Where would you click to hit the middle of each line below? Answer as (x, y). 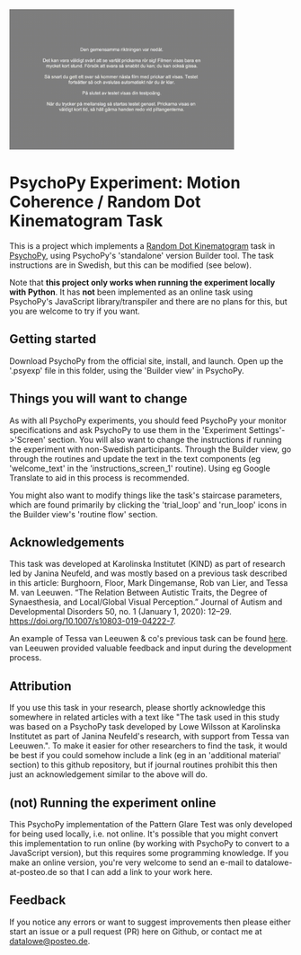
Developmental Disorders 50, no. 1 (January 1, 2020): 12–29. (120, 612)
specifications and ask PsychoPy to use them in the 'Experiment (128, 429)
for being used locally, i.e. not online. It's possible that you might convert (144, 834)
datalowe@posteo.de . (50, 941)
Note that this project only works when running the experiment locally (142, 282)
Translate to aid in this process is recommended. (100, 477)
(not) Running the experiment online (113, 803)
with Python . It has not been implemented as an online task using (131, 292)
